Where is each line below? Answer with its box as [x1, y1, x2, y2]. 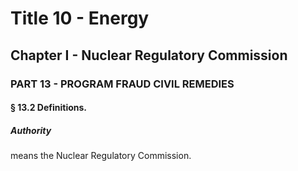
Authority [10, 124, 52, 136]
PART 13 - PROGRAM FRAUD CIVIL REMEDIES [10, 77, 235, 91]
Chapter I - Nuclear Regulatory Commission [10, 47, 288, 64]
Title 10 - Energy [10, 7, 150, 30]
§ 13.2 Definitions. [10, 102, 88, 114]
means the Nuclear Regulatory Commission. [10, 150, 192, 162]
